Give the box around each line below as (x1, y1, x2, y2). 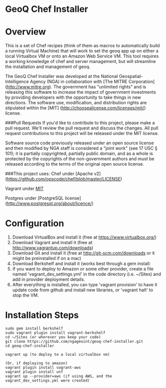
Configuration (5, 218, 65, 229)
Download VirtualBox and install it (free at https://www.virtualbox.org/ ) (12, 234, 157, 240)
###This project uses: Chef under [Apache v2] (5, 171, 101, 177)
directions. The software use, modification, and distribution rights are (5, 100, 147, 106)
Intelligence (5, 78, 29, 85)
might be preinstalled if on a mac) (12, 256, 82, 261)
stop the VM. (12, 292, 39, 298)
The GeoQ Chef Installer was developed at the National (5, 73, 118, 79)
